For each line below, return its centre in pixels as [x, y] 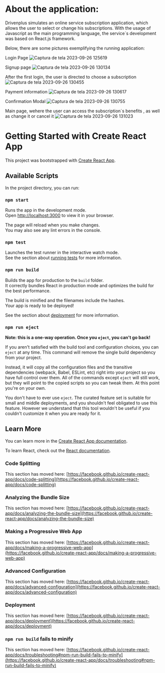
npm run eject [22, 327]
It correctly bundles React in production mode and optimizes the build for [80, 285]
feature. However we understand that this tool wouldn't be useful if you [78, 408]
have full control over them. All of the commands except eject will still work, [82, 377]
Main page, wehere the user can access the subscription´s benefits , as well [82, 111]
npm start [17, 200]
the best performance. [28, 291]
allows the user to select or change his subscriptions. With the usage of [78, 28]
